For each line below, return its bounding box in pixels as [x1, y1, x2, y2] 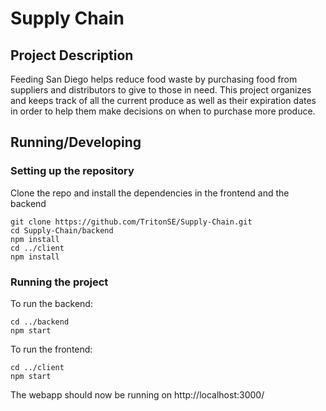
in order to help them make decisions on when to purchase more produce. [10, 105, 316, 117]
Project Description [10, 47, 134, 64]
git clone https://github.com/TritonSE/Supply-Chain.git [10, 217, 253, 227]
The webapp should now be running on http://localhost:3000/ [10, 388, 265, 401]
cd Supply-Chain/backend [10, 225, 114, 236]
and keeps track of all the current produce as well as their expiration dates [10, 95, 317, 106]
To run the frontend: [10, 343, 93, 355]
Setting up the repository [10, 164, 135, 178]
